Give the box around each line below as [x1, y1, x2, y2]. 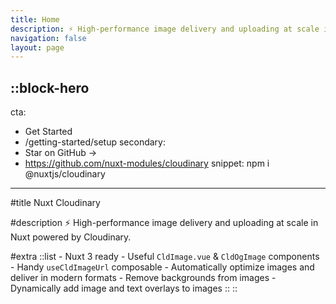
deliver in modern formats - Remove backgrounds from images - [10, 272, 277, 284]
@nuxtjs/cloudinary [24, 168, 106, 180]
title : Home [10, 14, 60, 25]
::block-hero [10, 79, 90, 96]
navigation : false [10, 33, 87, 43]
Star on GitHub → [24, 147, 98, 159]
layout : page [10, 42, 65, 53]
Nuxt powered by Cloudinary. [10, 231, 132, 243]
